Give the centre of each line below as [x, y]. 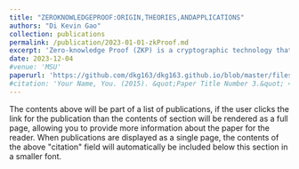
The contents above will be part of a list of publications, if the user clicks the [149, 109]
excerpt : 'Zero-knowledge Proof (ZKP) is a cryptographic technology [141, 51]
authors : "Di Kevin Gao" [55, 26]
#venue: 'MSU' [36, 68]
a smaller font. [36, 156]
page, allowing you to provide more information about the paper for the [139, 128]
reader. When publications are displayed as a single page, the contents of [144, 137]
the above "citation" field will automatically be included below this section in [149, 147]
